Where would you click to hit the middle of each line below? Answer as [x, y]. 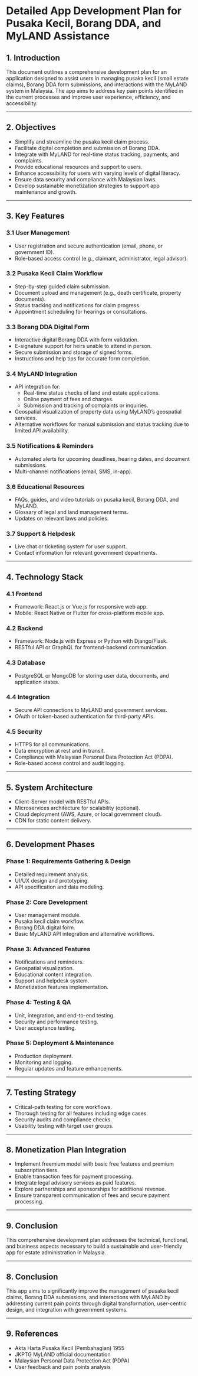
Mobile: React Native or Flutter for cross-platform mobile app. [89, 613]
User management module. [48, 915]
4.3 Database [26, 663]
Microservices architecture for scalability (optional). [77, 808]
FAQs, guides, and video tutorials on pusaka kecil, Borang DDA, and [97, 499]
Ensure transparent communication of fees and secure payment [92, 1195]
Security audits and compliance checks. [63, 1119]
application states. [37, 682]
